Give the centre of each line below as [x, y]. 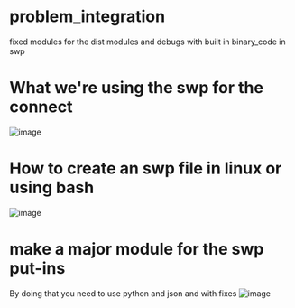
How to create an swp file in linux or [146, 168]
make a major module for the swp [137, 249]
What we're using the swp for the [137, 88]
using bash [52, 188]
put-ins [37, 268]
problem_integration [87, 17]
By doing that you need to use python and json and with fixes [123, 293]
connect [41, 107]
